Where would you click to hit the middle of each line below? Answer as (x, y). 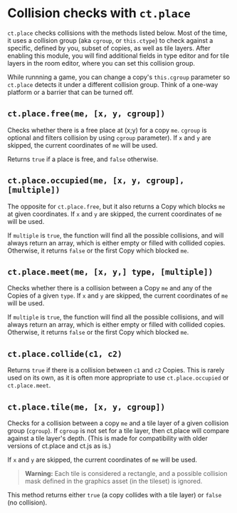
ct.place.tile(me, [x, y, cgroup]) (86, 407)
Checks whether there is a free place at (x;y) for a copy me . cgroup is (107, 130)
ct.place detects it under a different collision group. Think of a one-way (113, 84)
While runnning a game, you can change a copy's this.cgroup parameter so (118, 77)
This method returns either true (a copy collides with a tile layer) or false (115, 495)
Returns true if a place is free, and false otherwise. (83, 159)
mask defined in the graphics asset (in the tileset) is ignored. (114, 481)
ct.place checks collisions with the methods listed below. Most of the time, (117, 33)
